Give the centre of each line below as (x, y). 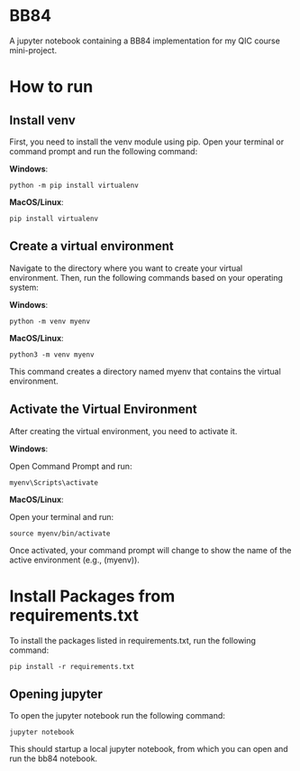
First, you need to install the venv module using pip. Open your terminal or (147, 142)
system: (24, 287)
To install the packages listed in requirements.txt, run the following (133, 640)
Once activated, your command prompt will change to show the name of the (150, 550)
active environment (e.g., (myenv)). (74, 560)
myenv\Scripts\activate (54, 483)
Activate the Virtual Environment (103, 409)
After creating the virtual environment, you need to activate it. (123, 431)
